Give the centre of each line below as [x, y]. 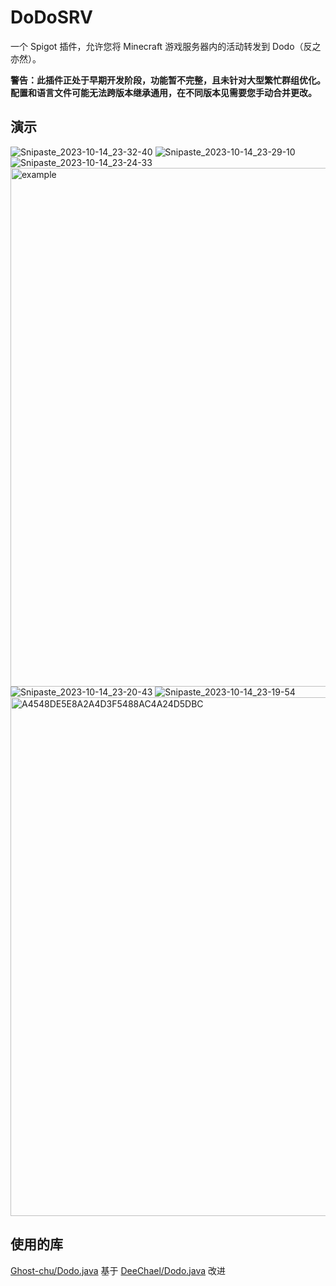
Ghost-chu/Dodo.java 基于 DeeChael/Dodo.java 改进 [118, 1270]
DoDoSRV [51, 17]
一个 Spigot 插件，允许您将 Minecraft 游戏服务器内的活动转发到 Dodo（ [157, 46]
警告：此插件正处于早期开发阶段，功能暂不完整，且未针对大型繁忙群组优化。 [168, 80]
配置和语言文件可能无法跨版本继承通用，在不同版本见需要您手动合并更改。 [163, 92]
